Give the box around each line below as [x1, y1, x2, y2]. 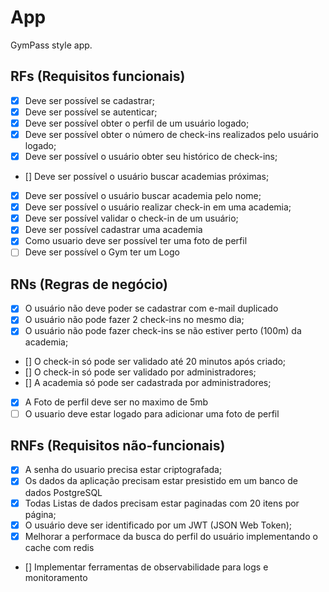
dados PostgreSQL [24, 486, 103, 498]
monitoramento [24, 571, 88, 583]
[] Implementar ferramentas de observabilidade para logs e [24, 561, 269, 573]
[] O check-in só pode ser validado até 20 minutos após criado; [24, 356, 287, 368]
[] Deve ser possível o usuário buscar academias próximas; [24, 171, 270, 183]
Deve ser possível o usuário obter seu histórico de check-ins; [24, 151, 278, 162]
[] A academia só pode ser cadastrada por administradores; [24, 377, 272, 389]
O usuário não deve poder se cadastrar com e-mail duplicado [24, 302, 279, 315]
